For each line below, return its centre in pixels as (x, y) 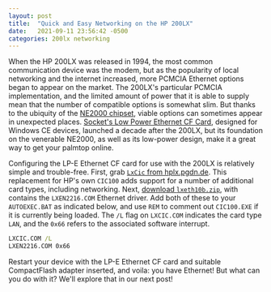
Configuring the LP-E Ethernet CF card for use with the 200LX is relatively (131, 164)
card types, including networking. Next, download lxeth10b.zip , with (123, 189)
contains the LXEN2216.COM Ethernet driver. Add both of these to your (122, 198)
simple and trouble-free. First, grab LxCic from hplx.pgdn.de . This (118, 172)
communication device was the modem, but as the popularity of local (124, 71)
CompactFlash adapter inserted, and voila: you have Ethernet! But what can (134, 270)
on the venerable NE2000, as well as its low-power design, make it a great (132, 140)
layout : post (30, 16)
